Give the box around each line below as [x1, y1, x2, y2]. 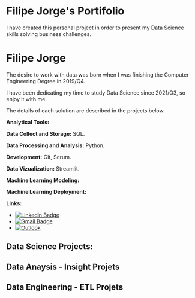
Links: [6, 199, 22, 207]
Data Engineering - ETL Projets [6, 282, 124, 293]
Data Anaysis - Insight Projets [6, 261, 120, 272]
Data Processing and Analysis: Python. [6, 142, 105, 149]
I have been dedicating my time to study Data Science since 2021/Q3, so [6, 89, 186, 96]
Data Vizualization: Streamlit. [6, 165, 80, 172]
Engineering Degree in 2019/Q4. [6, 77, 86, 84]
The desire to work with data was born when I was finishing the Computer [6, 71, 189, 78]
